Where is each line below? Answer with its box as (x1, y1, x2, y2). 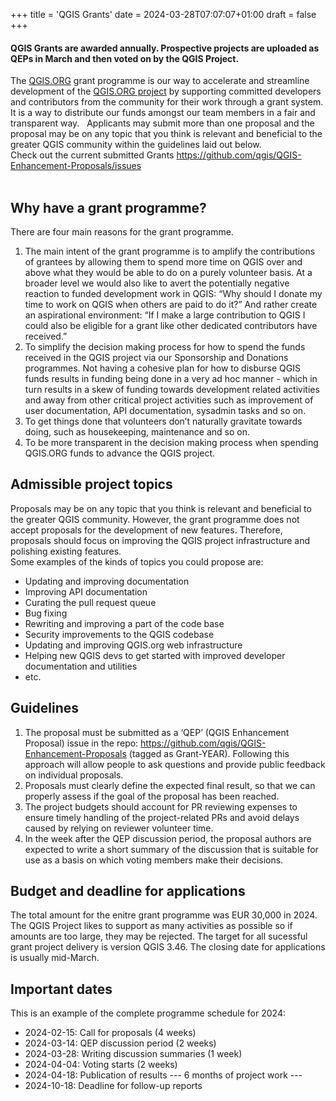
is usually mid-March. (10, 952, 100, 964)
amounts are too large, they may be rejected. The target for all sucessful (10, 930, 308, 943)
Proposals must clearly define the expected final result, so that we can (24, 779, 316, 791)
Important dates (10, 980, 113, 998)
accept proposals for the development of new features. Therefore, (10, 524, 283, 536)
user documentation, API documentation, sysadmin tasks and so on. (24, 405, 307, 417)
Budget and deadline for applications (10, 883, 246, 900)
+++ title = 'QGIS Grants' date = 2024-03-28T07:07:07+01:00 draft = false (10, 9, 317, 20)
